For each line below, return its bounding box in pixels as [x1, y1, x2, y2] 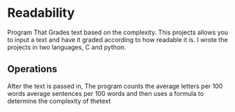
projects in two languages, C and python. [7, 43, 126, 51]
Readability [7, 5, 75, 21]
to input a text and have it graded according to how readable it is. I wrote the [7, 35, 228, 43]
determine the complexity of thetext [7, 97, 111, 105]
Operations [7, 63, 58, 75]
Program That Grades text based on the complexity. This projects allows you [7, 28, 229, 36]
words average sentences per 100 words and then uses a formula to [7, 89, 204, 97]
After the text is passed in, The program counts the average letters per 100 [7, 82, 223, 90]
